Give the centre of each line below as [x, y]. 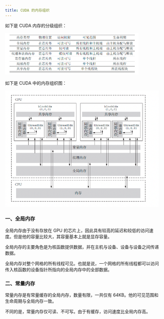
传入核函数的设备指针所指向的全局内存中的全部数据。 [59, 270]
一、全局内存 [20, 219]
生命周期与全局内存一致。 [31, 301]
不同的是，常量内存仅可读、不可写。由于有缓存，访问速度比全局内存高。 [78, 312]
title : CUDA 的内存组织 [27, 10]
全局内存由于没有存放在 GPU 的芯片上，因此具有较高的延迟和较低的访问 [77, 230]
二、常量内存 [20, 283]
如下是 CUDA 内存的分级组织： [36, 25]
